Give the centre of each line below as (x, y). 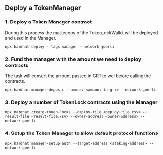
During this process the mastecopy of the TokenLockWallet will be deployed (81, 33)
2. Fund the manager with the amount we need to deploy (73, 59)
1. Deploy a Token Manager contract (49, 22)
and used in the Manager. (31, 38)
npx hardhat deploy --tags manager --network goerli (60, 47)
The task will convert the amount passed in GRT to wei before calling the (78, 76)
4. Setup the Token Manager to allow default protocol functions (81, 133)
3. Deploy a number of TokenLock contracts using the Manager (81, 102)
